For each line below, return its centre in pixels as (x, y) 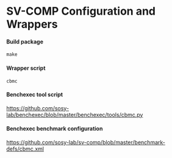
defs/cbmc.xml (25, 149)
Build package (25, 42)
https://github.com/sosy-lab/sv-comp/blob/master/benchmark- (86, 142)
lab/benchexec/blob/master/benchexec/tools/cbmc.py (75, 115)
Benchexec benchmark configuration (55, 129)
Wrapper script (26, 68)
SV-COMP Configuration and (81, 11)
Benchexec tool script (34, 95)
